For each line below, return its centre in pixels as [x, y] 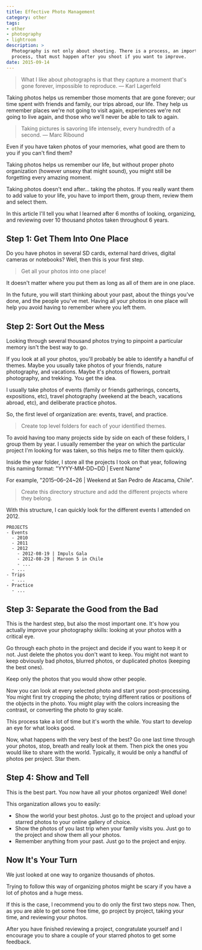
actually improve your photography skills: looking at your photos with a [94, 630]
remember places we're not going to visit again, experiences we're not [93, 110]
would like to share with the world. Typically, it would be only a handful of [97, 752]
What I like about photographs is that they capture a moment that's [104, 80]
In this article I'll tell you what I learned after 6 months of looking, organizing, [101, 213]
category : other [26, 17]
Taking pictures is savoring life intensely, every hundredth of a [98, 128]
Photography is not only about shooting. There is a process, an [95, 51]
